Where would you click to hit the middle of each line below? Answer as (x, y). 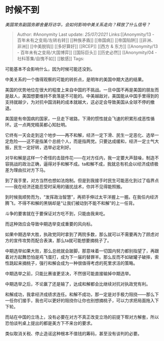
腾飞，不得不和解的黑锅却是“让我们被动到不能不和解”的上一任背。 (71, 203)
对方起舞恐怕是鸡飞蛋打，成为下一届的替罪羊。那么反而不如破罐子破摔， (82, 257)
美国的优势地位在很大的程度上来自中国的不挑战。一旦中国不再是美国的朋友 (80, 90)
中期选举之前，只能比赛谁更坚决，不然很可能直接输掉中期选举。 (69, 273)
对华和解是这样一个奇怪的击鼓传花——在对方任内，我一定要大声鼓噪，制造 (80, 158)
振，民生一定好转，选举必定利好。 (39, 147)
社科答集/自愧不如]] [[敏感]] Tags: (51, 58)
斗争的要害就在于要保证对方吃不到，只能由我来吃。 (56, 213)
